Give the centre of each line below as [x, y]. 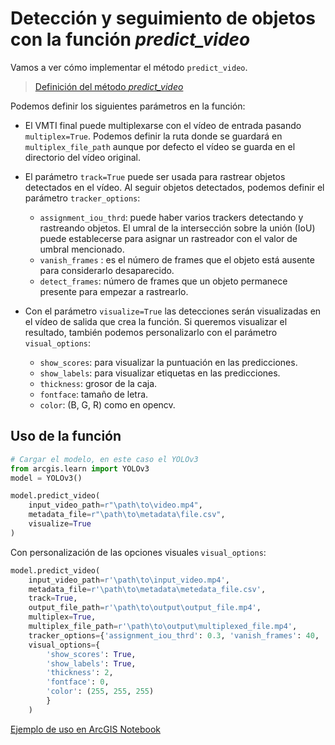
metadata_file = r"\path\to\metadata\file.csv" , [127, 515]
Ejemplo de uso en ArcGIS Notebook [85, 729]
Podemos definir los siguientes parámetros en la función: [128, 106]
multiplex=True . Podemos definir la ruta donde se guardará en [153, 136]
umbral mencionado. [82, 249]
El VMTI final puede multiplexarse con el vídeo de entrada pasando [163, 125]
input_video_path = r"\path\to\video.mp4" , [115, 505]
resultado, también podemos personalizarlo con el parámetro [151, 332]
